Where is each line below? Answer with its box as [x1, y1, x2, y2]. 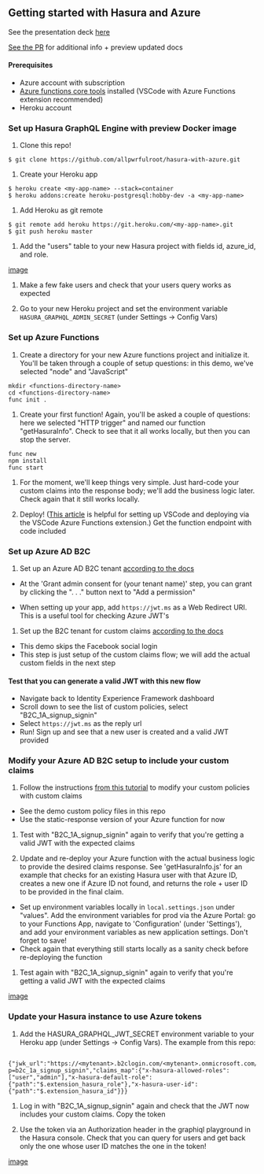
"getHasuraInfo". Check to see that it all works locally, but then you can [19, 426, 251, 435]
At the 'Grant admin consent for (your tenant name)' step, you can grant [19, 579, 253, 588]
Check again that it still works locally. [19, 494, 140, 503]
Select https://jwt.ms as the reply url [19, 719, 142, 728]
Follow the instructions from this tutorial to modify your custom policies [19, 783, 250, 792]
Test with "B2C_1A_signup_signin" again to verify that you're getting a [19, 830, 244, 839]
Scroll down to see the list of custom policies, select [19, 702, 189, 712]
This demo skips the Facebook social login [19, 641, 158, 650]
